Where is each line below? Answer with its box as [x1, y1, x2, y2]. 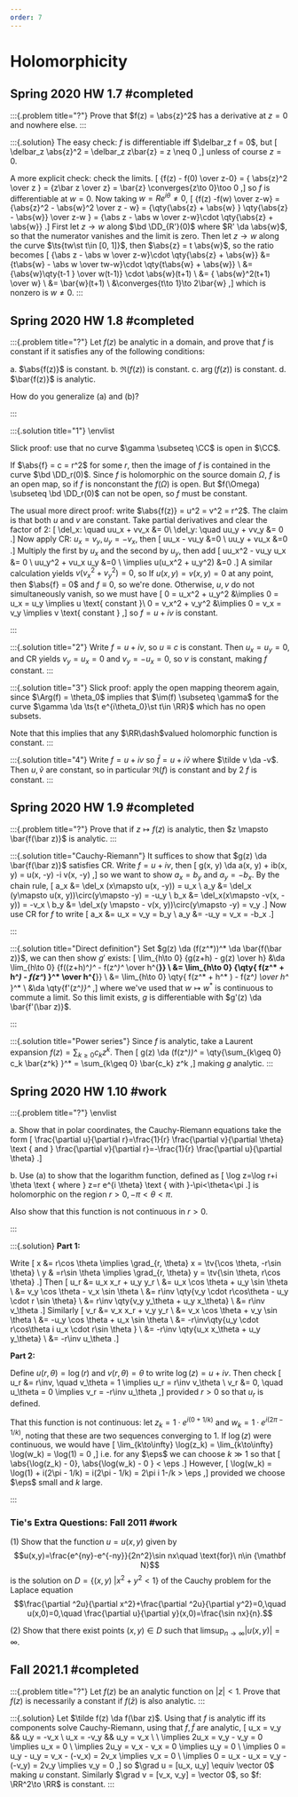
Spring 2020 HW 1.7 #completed [10, 86, 194, 102]
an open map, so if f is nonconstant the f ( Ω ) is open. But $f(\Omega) [10, 479, 261, 489]
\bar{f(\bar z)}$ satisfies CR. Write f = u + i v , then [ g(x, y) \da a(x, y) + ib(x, [10, 859, 287, 870]
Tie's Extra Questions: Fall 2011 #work [10, 1516, 178, 1529]
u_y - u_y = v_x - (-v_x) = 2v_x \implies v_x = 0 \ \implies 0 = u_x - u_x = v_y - [10, 1750, 287, 1761]
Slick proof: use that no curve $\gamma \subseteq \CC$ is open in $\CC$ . [10, 443, 281, 454]
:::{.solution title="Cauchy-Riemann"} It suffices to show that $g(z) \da [10, 850, 267, 861]
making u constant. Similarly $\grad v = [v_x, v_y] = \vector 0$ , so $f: [10, 1769, 262, 1780]
